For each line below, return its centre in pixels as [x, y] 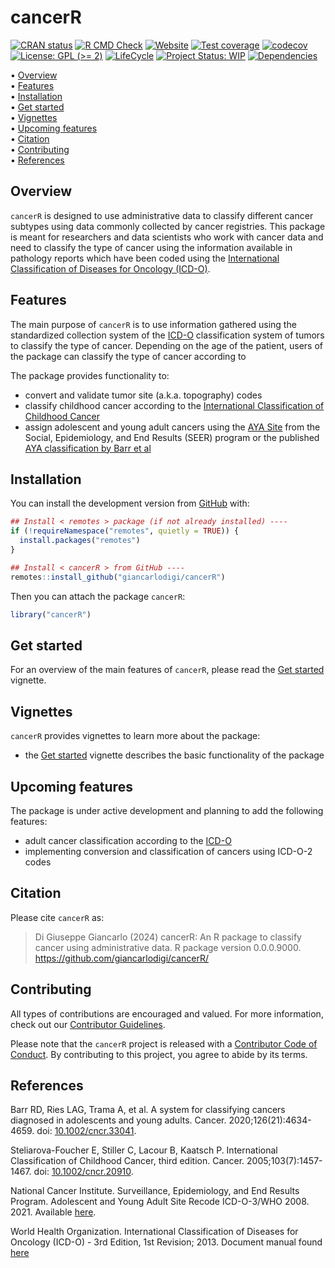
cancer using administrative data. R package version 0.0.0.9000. [168, 947]
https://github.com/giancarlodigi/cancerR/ [122, 958]
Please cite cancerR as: [57, 917]
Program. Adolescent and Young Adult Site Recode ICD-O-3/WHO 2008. [160, 1202]
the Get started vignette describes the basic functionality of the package [174, 755]
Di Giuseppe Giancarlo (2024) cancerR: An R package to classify [168, 937]
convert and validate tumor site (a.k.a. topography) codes [143, 395]
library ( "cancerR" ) [51, 614]
